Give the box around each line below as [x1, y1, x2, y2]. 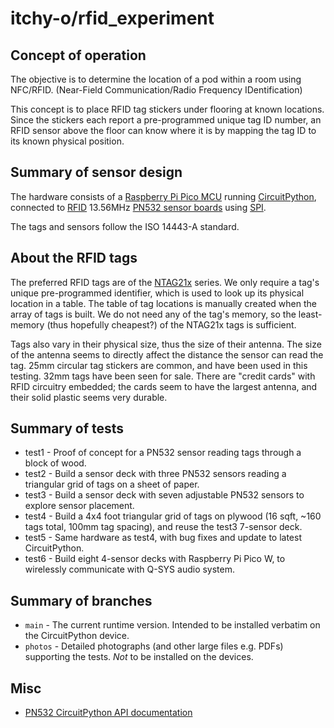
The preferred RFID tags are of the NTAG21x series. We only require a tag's [10, 276, 320, 288]
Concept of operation [10, 47, 147, 64]
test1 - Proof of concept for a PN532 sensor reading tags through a [24, 447, 302, 459]
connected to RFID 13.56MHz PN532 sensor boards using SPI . [10, 201, 267, 213]
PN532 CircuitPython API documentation [24, 707, 193, 719]
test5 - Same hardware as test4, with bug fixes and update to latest [24, 532, 302, 544]
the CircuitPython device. [24, 630, 130, 642]
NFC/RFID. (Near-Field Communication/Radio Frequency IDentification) [10, 84, 303, 96]
